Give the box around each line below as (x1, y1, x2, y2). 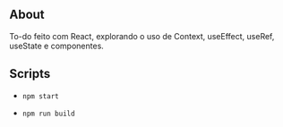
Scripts (9, 66, 51, 81)
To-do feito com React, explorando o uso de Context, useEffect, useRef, (9, 30, 275, 41)
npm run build (21, 109, 75, 118)
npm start (21, 91, 60, 101)
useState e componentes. (9, 40, 105, 51)
